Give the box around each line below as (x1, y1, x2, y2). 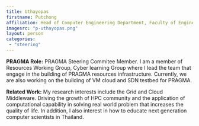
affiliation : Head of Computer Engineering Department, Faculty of (6, 20, 176, 25)
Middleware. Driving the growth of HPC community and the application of (6, 94, 185, 101)
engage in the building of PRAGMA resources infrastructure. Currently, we (6, 70, 187, 77)
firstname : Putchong (6, 14, 57, 20)
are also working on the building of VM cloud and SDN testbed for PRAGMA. (6, 76, 192, 83)
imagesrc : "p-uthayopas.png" (6, 25, 78, 31)
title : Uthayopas (6, 8, 49, 15)
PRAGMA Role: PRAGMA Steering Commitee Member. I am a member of (6, 57, 183, 65)
